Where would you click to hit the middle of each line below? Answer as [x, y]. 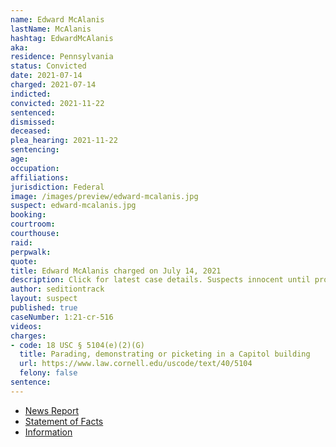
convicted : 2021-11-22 [57, 103]
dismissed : [33, 122]
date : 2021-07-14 [46, 76]
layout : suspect [44, 299]
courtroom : [33, 224]
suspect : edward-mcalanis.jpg [73, 206]
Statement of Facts [64, 421]
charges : [28, 336]
